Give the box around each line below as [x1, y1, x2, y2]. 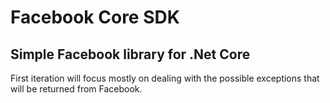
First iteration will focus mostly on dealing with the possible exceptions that [10, 72, 320, 84]
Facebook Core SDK [10, 6, 180, 29]
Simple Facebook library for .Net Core [10, 46, 251, 63]
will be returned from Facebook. [10, 83, 143, 95]
